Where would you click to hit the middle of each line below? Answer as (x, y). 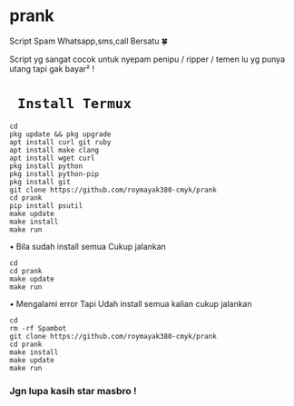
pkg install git (40, 182)
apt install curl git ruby (60, 142)
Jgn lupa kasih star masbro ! (73, 391)
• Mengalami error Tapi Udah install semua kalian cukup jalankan (131, 303)
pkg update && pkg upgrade (60, 134)
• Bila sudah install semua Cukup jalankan (88, 246)
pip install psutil (46, 205)
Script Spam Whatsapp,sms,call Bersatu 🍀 (89, 41)
